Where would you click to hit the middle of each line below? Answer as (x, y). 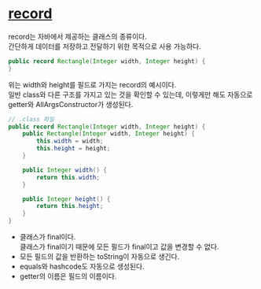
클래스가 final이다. (48, 237)
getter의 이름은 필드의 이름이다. (68, 276)
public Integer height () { (66, 199)
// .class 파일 (31, 119)
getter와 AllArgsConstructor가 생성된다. (71, 104)
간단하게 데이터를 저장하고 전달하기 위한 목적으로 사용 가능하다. (105, 46)
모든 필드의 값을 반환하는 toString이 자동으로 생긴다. (99, 257)
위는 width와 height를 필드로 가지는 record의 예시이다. (92, 84)
